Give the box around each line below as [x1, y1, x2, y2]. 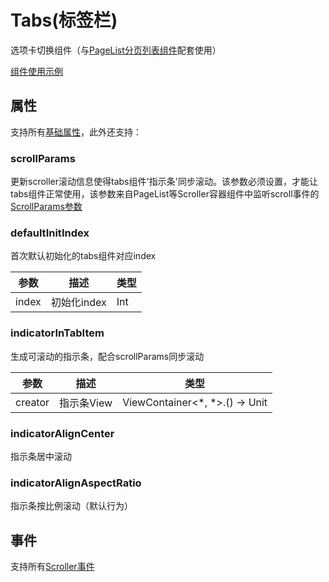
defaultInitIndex [10, 226, 90, 240]
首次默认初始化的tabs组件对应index [10, 250, 157, 262]
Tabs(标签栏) [10, 9, 118, 32]
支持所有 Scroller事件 [10, 561, 95, 573]
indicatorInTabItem [10, 326, 105, 340]
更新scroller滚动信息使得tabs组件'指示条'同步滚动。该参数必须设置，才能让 [10, 176, 318, 188]
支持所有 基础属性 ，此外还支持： [10, 126, 142, 138]
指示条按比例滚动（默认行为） [10, 500, 133, 512]
